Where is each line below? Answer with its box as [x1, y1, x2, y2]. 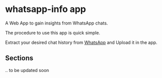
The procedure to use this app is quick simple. [5, 29, 101, 35]
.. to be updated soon [5, 67, 49, 73]
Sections [5, 54, 33, 62]
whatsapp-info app [5, 3, 86, 15]
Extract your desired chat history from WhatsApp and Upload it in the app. [5, 39, 158, 45]
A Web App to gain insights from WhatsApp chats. [5, 20, 108, 26]
